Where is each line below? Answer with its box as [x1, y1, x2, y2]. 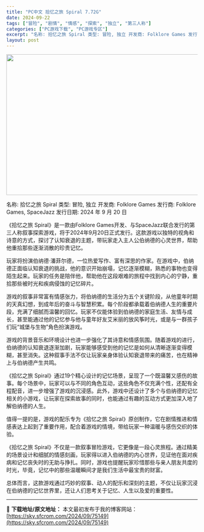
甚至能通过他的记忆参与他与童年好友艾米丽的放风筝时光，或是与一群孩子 [16, 316, 198, 323]
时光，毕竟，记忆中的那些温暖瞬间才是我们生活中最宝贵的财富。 [6, 466, 166, 474]
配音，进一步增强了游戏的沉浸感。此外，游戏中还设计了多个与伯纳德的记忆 [11, 387, 198, 394]
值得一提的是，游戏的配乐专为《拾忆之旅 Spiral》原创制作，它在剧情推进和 [6, 415, 192, 422]
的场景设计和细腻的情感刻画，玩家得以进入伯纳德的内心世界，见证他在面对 [6, 451, 192, 458]
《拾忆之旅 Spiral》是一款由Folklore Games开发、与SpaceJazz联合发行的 [6, 222, 190, 228]
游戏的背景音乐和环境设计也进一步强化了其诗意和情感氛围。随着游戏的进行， [6, 336, 198, 343]
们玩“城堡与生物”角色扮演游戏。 [6, 323, 86, 331]
